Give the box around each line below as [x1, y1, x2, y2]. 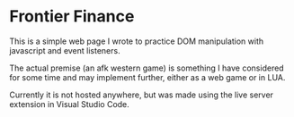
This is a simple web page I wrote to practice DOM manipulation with [9, 36, 264, 46]
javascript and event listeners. [9, 45, 120, 55]
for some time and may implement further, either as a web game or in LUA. [9, 71, 286, 82]
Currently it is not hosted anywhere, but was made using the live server [9, 89, 274, 100]
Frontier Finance [9, 6, 135, 27]
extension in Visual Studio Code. [9, 98, 130, 109]
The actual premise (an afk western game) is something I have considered [9, 63, 285, 73]
